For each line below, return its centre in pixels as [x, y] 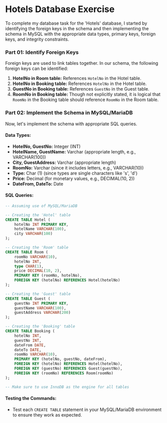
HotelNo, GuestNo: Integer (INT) [47, 146]
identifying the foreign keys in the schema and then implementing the [77, 28]
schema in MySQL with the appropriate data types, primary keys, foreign [80, 34]
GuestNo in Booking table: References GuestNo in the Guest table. [81, 89]
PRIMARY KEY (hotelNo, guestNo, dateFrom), [61, 359]
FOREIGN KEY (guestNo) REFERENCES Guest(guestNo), [68, 369]
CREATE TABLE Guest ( [28, 299]
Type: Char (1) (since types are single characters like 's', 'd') [75, 173]
